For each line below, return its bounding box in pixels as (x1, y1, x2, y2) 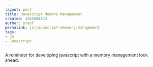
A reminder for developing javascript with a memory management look (5, 52, 148, 58)
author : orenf (5, 20, 34, 26)
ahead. (5, 57, 19, 63)
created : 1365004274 (5, 16, 48, 21)
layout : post (5, 7, 32, 12)
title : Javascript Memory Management (5, 12, 83, 17)
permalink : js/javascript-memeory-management (5, 25, 100, 30)
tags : (5, 30, 16, 34)
